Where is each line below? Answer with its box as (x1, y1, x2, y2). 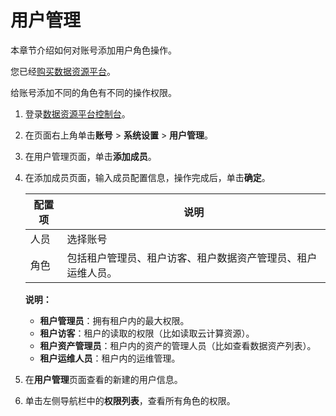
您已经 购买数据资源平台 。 (10, 65, 116, 77)
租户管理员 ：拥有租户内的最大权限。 (39, 314, 190, 326)
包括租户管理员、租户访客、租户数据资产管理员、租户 (66, 251, 318, 265)
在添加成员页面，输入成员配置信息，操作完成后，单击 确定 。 (24, 171, 271, 183)
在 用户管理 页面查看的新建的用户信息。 (24, 373, 183, 385)
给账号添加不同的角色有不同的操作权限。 (10, 86, 177, 98)
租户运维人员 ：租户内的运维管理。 (39, 352, 181, 364)
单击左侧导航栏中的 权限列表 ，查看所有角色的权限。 (24, 394, 236, 406)
